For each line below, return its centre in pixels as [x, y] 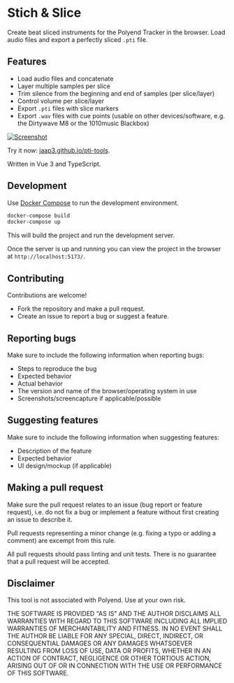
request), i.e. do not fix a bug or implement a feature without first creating [113, 512]
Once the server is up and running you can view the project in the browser [114, 249]
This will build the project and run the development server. [91, 235]
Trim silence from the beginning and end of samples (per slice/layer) [116, 93]
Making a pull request [55, 488]
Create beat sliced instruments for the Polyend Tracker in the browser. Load [116, 32]
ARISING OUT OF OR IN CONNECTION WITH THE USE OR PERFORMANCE [115, 666]
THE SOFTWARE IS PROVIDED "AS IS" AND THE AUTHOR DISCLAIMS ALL [114, 614]
